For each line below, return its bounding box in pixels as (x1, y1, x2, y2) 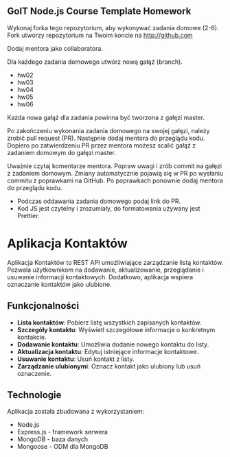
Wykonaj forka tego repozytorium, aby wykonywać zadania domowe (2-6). (7, 23, 219, 32)
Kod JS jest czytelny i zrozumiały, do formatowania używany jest (16, 204, 200, 212)
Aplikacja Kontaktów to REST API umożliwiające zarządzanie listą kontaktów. (7, 258, 224, 266)
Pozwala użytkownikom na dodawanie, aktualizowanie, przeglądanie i (7, 266, 204, 274)
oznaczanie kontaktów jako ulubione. (7, 280, 112, 288)
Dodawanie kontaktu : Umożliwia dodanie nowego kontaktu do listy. (16, 340, 209, 349)
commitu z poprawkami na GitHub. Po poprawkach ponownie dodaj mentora (7, 176, 223, 185)
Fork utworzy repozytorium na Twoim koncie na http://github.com (7, 31, 194, 39)
